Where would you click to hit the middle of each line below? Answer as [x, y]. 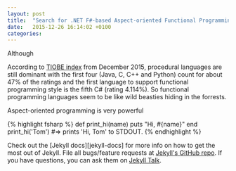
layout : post [26, 14]
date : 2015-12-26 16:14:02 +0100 [59, 27]
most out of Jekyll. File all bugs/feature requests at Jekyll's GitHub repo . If [115, 153]
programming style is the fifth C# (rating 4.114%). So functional [98, 89]
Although [20, 53]
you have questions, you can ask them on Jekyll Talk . [84, 160]
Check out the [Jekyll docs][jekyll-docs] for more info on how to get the [111, 146]
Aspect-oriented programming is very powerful [76, 110]
